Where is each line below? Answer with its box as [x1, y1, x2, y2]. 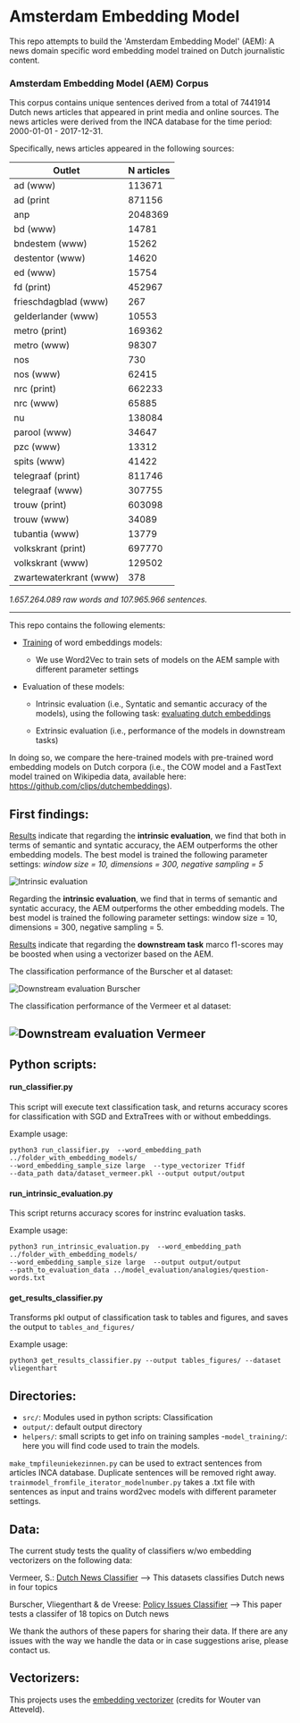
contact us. [9, 1645, 51, 1656]
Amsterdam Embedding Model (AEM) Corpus [9, 77, 209, 89]
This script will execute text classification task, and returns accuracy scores [9, 1101, 288, 1113]
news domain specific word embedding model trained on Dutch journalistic [9, 45, 286, 55]
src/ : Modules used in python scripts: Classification [21, 1412, 213, 1423]
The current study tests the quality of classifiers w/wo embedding [9, 1545, 252, 1556]
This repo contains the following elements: [9, 620, 166, 631]
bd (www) [13, 223, 56, 236]
